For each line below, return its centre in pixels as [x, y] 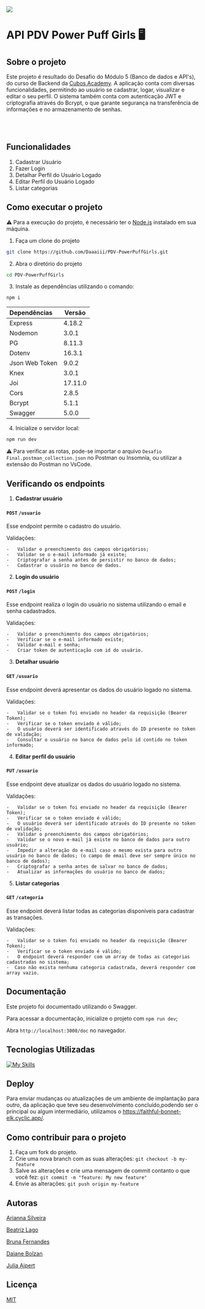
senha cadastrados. [31, 611]
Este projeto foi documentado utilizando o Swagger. [72, 1006]
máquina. [18, 229]
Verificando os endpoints [56, 483]
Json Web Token [34, 363]
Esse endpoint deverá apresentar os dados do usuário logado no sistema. [99, 690]
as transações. [25, 917]
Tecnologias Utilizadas [51, 1050]
